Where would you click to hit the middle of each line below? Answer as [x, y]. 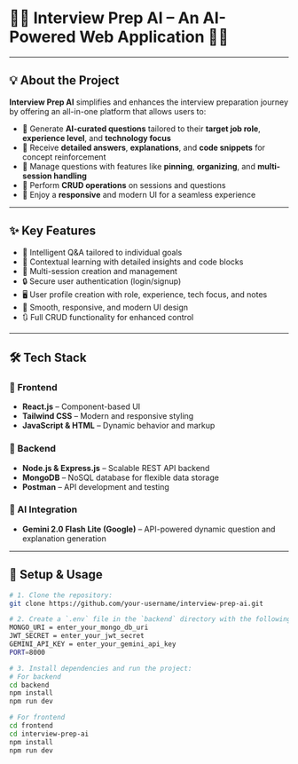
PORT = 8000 [27, 652]
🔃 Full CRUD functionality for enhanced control [108, 317]
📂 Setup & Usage [56, 575]
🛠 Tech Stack [48, 357]
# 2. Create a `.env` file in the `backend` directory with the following [150, 619]
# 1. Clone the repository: [61, 595]
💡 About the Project [64, 80]
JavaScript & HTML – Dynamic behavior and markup [118, 426]
